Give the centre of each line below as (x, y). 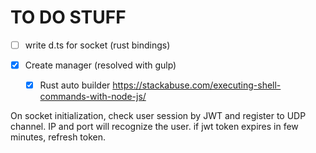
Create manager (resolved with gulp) (100, 65)
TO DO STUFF (68, 17)
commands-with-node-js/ (93, 97)
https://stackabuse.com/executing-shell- (197, 85)
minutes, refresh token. (58, 137)
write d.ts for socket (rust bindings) (97, 45)
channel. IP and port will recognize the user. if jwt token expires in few (154, 127)
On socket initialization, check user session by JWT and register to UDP (158, 116)
